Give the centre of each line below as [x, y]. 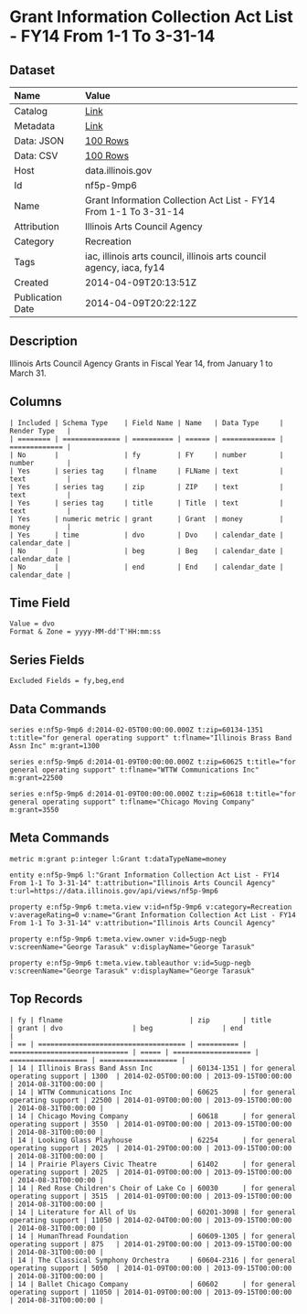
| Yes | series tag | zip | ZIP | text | [147, 486]
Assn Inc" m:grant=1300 [55, 746]
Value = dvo [32, 624]
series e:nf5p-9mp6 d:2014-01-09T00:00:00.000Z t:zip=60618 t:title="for [153, 794]
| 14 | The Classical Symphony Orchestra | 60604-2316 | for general [153, 1260]
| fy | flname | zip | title [141, 1020]
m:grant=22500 [37, 778]
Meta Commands [59, 838]
